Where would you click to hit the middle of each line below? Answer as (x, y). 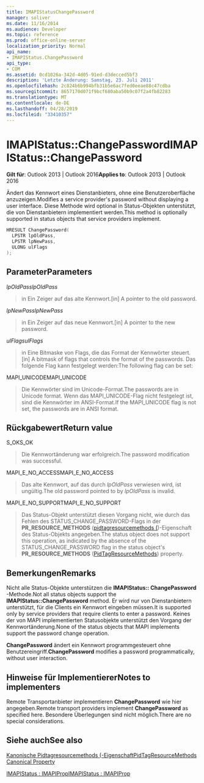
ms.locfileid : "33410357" (39, 114)
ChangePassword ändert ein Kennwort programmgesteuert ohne (89, 645)
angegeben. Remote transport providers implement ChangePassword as (97, 708)
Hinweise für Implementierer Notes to (78, 677)
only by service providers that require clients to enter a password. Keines (98, 614)
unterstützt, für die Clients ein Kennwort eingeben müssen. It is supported (99, 607)
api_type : (19, 63)
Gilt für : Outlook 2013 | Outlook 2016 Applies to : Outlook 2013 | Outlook (96, 174)
